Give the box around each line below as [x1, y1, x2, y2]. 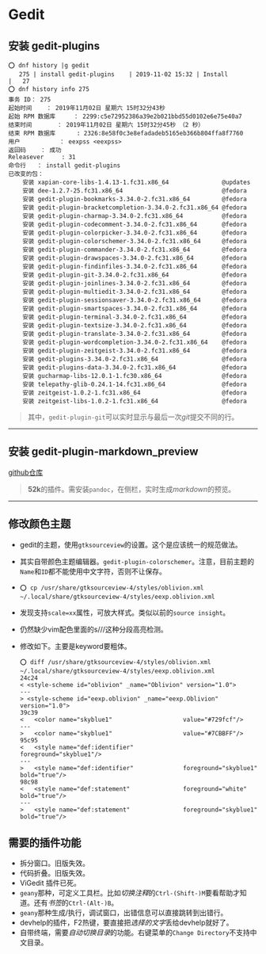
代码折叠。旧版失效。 [19, 868, 89, 878]
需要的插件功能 [8, 836, 82, 849]
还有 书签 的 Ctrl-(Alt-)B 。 [33, 898, 119, 908]
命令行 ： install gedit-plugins [8, 162, 121, 170]
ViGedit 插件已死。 [19, 878, 81, 888]
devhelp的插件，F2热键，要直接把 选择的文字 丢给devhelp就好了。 [19, 918, 234, 928]
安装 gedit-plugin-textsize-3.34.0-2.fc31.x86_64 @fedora [22, 322, 247, 330]
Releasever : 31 [8, 153, 77, 161]
